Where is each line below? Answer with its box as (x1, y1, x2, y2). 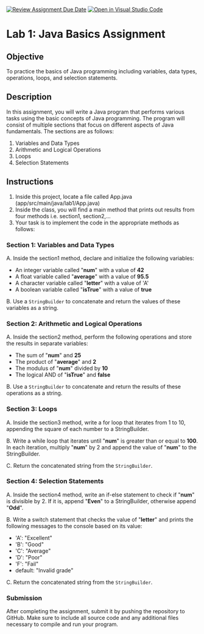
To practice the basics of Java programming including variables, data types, (6, 68, 197, 75)
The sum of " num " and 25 (15, 352, 81, 359)
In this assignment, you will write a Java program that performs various (6, 108, 185, 116)
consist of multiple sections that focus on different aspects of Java (6, 121, 174, 128)
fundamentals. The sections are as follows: (6, 127, 114, 135)
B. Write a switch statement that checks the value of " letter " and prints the (6, 515, 194, 523)
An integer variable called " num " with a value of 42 (15, 266, 144, 273)
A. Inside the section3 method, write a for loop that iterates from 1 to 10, (6, 419, 186, 426)
